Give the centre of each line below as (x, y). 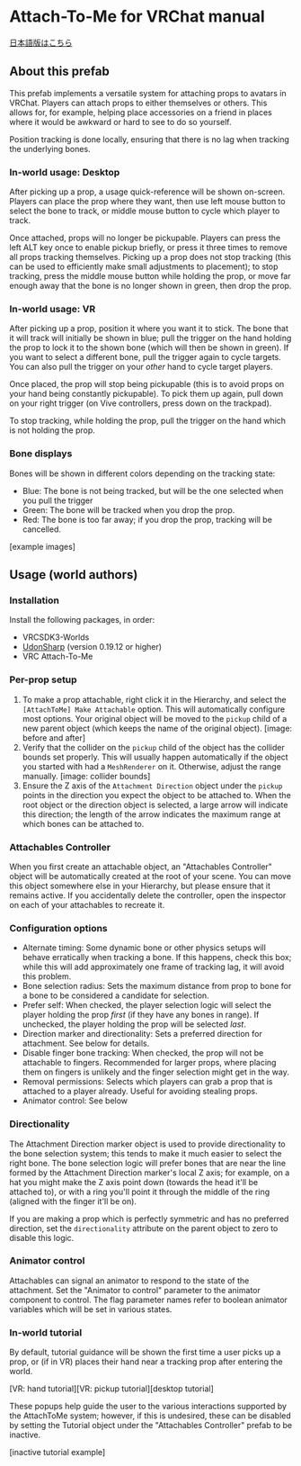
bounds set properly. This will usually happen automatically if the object (155, 757)
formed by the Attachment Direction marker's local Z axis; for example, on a (150, 1173)
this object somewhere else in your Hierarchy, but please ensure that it (140, 886)
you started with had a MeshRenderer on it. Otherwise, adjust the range (151, 766)
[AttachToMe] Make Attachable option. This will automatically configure (154, 709)
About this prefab (59, 72)
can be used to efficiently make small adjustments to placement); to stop (144, 266)
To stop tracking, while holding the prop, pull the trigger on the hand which (147, 421)
